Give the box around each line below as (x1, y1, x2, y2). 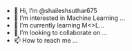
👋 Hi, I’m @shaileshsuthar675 (13, 7, 98, 14)
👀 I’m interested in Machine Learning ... (13, 14, 126, 22)
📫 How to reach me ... (13, 37, 78, 44)
